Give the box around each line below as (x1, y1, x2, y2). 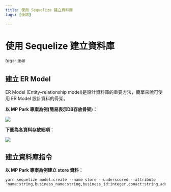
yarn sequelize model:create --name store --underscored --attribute (5, 177, 156, 182)
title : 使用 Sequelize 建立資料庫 (5, 7, 73, 13)
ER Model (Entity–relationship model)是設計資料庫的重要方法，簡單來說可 (5, 89, 159, 95)
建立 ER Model (5, 74, 51, 83)
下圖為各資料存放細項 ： (5, 127, 54, 133)
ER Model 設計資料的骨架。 (11, 95, 68, 102)
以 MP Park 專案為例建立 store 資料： (5, 167, 83, 173)
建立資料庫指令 (5, 152, 52, 161)
